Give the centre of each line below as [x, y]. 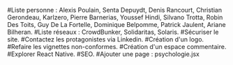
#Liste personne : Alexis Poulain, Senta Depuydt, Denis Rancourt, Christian [114, 10]
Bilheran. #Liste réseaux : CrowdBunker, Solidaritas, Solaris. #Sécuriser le [113, 32]
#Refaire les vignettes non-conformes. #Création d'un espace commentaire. [117, 47]
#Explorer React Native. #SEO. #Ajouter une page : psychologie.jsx [104, 54]
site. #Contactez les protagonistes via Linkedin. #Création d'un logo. [106, 39]
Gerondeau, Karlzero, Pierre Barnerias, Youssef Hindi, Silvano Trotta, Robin [115, 17]
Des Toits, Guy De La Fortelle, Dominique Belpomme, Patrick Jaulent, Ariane [116, 25]
